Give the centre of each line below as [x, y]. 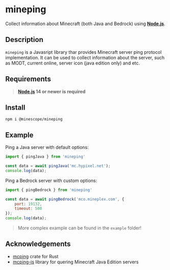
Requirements [28, 79]
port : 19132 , [28, 204]
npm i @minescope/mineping [34, 119]
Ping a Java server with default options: [47, 148]
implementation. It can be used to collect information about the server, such [85, 57]
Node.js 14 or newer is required [52, 91]
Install [15, 107]
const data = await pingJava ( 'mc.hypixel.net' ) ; [58, 166]
